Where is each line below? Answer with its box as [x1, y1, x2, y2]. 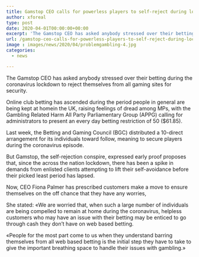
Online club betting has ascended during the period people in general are [6, 99, 185, 106]
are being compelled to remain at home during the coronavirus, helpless [6, 207, 182, 214]
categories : [6, 47, 36, 53]
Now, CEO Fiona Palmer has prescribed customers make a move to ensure [6, 183, 188, 191]
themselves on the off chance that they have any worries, [6, 189, 147, 196]
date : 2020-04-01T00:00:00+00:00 [6, 25, 89, 31]
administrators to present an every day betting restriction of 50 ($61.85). [6, 117, 182, 125]
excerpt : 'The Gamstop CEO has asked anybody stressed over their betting [6, 31, 195, 37]
